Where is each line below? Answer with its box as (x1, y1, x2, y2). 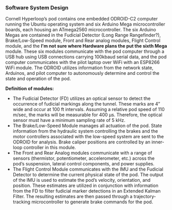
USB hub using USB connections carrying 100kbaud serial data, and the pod (5, 54, 167, 60)
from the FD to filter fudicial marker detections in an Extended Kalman (12, 188, 161, 194)
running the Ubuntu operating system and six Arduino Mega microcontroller (5, 21, 165, 27)
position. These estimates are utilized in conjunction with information (12, 182, 159, 188)
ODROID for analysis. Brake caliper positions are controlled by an (12, 139, 150, 145)
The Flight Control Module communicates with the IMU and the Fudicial (12, 166, 163, 173)
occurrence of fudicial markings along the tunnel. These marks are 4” (12, 101, 161, 107)
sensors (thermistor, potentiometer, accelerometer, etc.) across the (12, 155, 155, 161)
